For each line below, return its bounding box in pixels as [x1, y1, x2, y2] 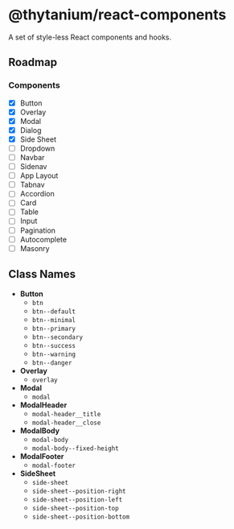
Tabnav [19, 180, 46, 190]
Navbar [19, 153, 45, 162]
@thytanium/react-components [8, 6, 227, 24]
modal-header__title [31, 410, 101, 418]
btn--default [31, 308, 76, 316]
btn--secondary [31, 333, 83, 341]
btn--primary [31, 324, 76, 333]
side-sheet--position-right [31, 487, 126, 495]
